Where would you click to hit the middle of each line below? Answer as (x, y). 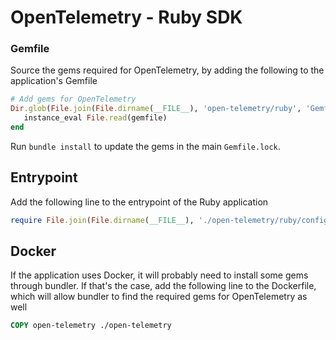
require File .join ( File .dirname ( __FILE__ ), (102, 220)
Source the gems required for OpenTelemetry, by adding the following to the (167, 70)
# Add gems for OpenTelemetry (73, 99)
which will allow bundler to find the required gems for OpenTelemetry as (159, 297)
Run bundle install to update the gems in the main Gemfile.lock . (145, 146)
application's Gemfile (54, 81)
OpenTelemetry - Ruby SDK (126, 17)
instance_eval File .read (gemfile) (95, 118)
